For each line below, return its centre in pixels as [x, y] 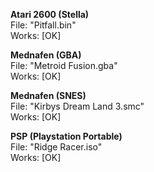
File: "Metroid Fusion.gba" [64, 65]
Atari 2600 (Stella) [50, 14]
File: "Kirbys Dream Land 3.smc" [77, 106]
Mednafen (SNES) [48, 95]
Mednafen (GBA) [46, 55]
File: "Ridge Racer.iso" [56, 147]
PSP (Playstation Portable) [66, 136]
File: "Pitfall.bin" [43, 25]
